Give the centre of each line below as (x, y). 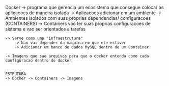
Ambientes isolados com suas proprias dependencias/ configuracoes (78, 18)
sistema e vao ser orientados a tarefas (45, 29)
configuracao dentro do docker (38, 61)
